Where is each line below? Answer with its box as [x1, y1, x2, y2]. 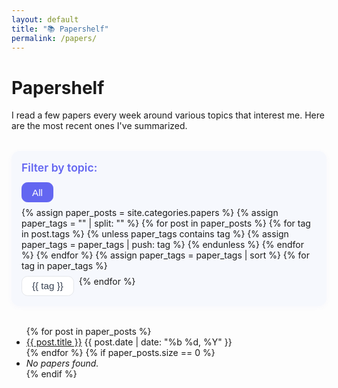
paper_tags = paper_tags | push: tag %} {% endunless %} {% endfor [21, 238, 304, 250]
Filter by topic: [21, 161, 98, 175]
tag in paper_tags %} [21, 259, 108, 271]
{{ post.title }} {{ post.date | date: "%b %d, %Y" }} [25, 336, 233, 348]
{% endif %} [25, 367, 78, 380]
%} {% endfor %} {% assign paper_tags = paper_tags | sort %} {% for [21, 249, 310, 261]
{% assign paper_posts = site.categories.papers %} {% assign [21, 206, 279, 218]
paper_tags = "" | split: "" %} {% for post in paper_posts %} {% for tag [21, 217, 311, 229]
